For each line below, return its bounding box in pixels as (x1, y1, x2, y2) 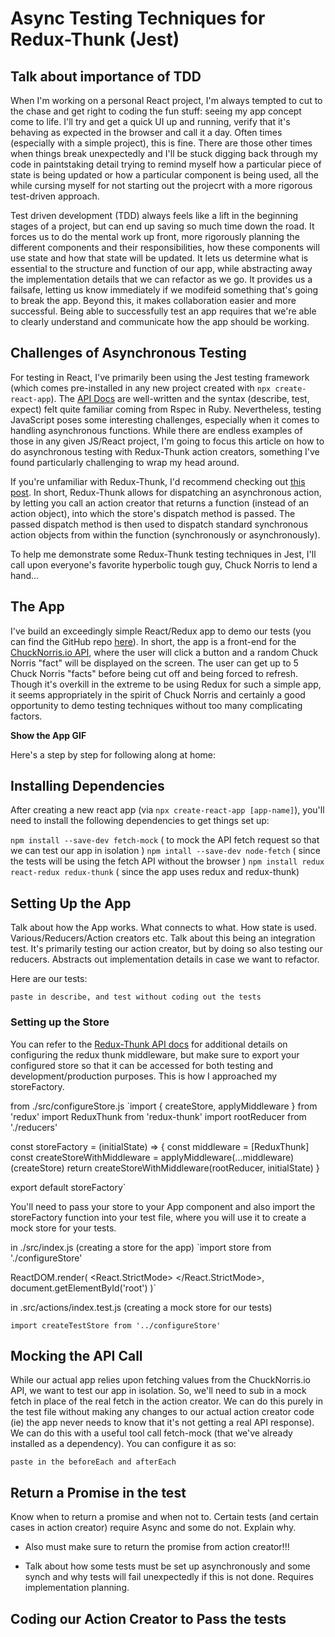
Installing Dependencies (10, 778, 165, 795)
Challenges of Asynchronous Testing (10, 345, 247, 362)
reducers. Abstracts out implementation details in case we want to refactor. (10, 953, 320, 966)
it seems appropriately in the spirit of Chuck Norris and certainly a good (10, 688, 306, 701)
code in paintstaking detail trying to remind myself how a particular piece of (10, 158, 322, 170)
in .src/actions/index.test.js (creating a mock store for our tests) (10, 1301, 273, 1313)
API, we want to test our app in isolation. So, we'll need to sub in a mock (10, 1385, 307, 1397)
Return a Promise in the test (10, 1484, 187, 1501)
